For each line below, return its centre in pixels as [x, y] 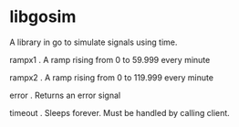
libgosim [43, 17]
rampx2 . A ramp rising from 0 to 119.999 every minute [112, 77]
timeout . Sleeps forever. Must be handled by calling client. [119, 112]
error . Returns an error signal [65, 95]
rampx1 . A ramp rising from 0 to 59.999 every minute [110, 59]
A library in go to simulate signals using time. [94, 42]
